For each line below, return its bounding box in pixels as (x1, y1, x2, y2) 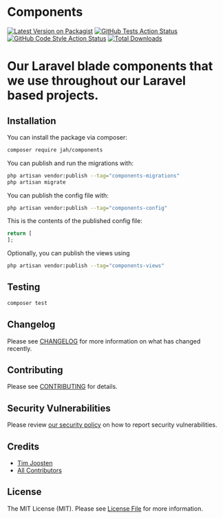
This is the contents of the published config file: (7, 217, 142, 225)
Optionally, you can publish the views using (7, 249, 130, 257)
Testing (7, 282, 41, 293)
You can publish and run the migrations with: (7, 159, 134, 167)
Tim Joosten (17, 459, 53, 467)
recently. (7, 344, 32, 352)
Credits (7, 441, 40, 452)
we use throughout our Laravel (7, 73, 186, 89)
